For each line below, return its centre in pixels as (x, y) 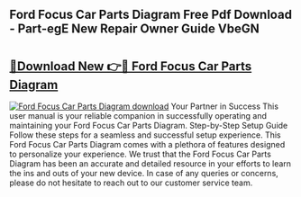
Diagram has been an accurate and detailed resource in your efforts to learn (150, 164)
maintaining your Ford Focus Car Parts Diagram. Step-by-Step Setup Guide (149, 125)
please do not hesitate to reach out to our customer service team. (131, 183)
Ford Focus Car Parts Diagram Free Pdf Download (151, 15)
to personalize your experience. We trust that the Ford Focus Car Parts (141, 154)
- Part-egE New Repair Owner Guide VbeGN (134, 29)
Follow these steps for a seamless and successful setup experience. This (145, 135)
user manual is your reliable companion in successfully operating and (138, 116)
